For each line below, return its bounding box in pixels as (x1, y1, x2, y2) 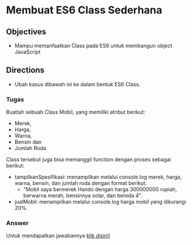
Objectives (6, 27, 47, 37)
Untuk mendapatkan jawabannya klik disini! (6, 232, 110, 239)
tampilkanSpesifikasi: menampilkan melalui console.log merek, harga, (14, 173, 182, 181)
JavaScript (14, 48, 41, 55)
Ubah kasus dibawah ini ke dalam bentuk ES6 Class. (14, 80, 141, 87)
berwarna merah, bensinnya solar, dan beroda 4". (23, 192, 143, 199)
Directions (6, 65, 45, 75)
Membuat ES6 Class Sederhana (6, 3, 162, 17)
